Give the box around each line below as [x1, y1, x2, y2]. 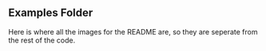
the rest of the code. [8, 35, 76, 45]
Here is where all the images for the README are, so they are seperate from [8, 27, 258, 36]
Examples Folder [8, 6, 93, 20]
